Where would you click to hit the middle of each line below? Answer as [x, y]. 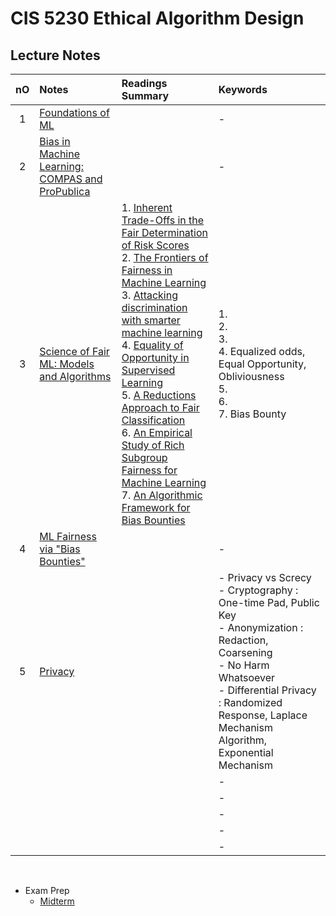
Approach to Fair [160, 407]
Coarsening [245, 652]
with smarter [151, 320]
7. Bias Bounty [252, 414]
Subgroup [144, 457]
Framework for [156, 507]
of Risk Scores [155, 245]
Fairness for [149, 470]
